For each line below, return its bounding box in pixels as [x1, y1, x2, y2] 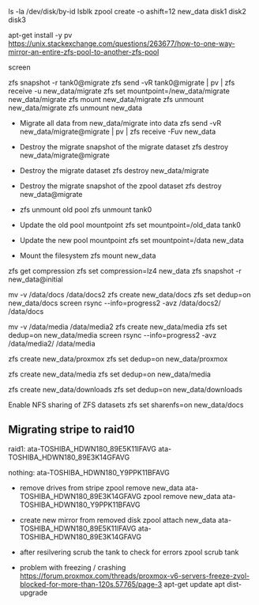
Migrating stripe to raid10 [8, 423, 136, 437]
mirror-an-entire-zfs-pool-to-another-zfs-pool [8, 47, 160, 56]
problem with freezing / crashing [19, 562, 126, 572]
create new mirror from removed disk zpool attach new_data [19, 515, 217, 524]
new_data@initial [8, 274, 63, 284]
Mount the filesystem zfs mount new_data [19, 251, 156, 260]
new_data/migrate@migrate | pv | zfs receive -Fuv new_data [19, 127, 216, 136]
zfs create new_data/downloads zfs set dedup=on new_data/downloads [8, 385, 243, 394]
